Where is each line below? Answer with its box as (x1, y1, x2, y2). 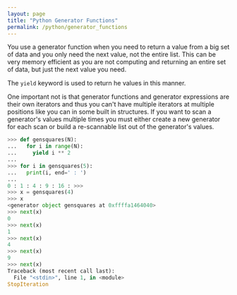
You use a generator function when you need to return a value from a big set (7, 43, 230, 52)
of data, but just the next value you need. (7, 65, 127, 74)
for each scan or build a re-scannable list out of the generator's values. (7, 123, 214, 131)
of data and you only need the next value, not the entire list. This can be (7, 50, 217, 59)
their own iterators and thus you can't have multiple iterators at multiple (7, 100, 215, 109)
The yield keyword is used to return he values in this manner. (7, 79, 186, 88)
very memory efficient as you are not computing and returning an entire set (7, 58, 226, 66)
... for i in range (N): (7, 143, 83, 150)
